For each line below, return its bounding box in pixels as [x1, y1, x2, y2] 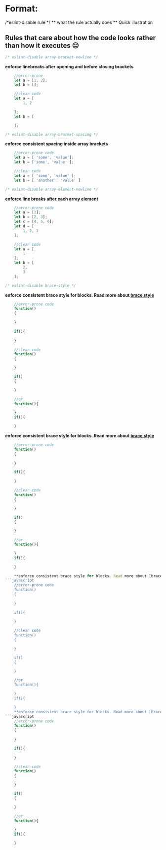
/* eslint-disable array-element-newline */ [5, 187, 98, 192]
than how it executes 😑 [5, 42, 79, 50]
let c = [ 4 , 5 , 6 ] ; [14, 219, 54, 224]
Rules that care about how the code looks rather [5, 34, 156, 42]
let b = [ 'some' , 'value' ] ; [14, 159, 74, 165]
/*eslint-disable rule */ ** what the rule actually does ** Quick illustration [5, 19, 153, 25]
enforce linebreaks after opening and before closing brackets [5, 63, 134, 69]
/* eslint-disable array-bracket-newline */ [5, 54, 98, 59]
